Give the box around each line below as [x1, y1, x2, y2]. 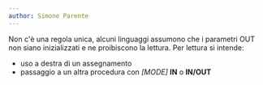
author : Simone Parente [8, 11, 89, 20]
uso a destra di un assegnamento [19, 58, 132, 68]
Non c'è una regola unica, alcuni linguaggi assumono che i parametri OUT [8, 34, 256, 44]
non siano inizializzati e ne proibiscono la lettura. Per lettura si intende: [8, 42, 244, 53]
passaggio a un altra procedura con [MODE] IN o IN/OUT [19, 66, 212, 77]
